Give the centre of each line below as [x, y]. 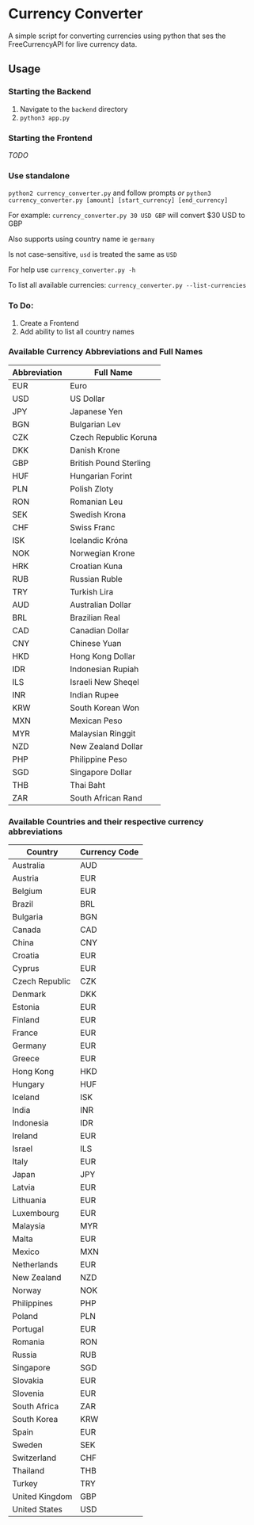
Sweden [27, 1445]
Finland [26, 1020]
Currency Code [110, 852]
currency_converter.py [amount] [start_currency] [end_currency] [118, 201]
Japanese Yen [96, 411]
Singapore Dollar [101, 772]
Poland [25, 1317]
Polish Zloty [92, 488]
